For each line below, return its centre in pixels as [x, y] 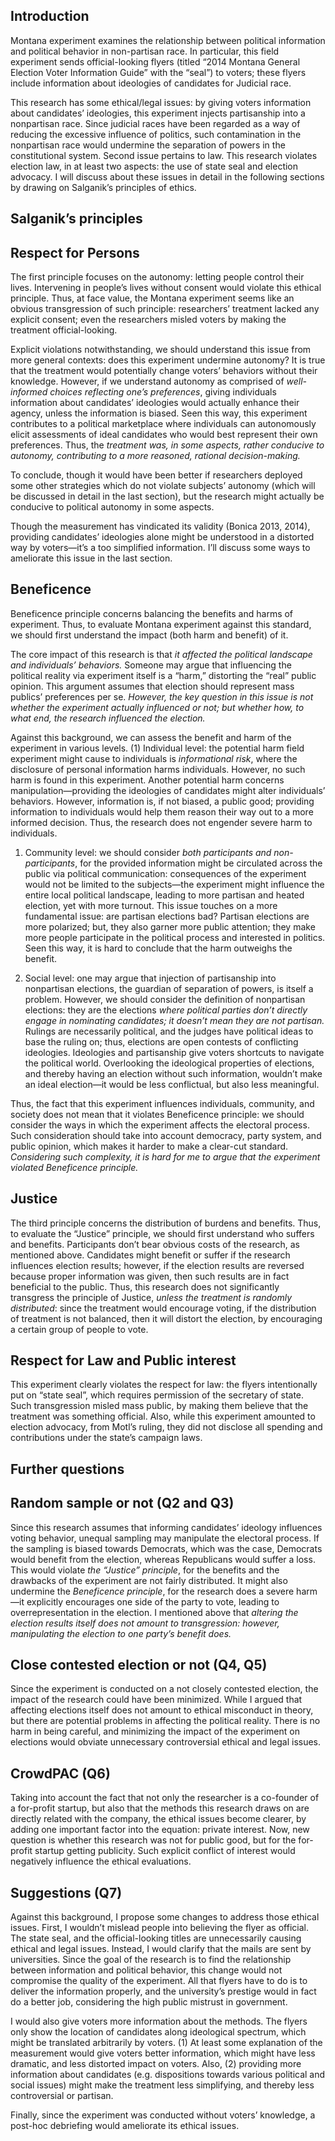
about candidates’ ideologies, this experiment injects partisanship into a [158, 113]
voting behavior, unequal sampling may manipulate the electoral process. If [165, 1538]
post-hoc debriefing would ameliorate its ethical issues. [125, 2126]
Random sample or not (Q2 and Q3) [122, 1503]
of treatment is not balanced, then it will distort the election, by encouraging [166, 1318]
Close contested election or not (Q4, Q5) [139, 1665]
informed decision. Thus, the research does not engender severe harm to [161, 822]
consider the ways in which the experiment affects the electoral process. [160, 1125]
